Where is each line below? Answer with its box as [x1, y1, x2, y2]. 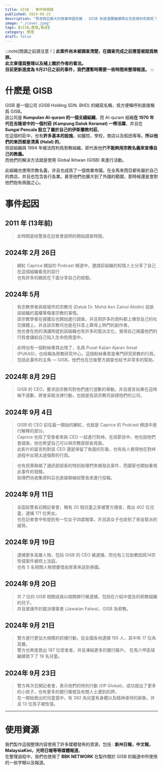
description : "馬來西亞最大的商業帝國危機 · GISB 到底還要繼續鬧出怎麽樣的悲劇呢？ [5, 16, 158, 21]
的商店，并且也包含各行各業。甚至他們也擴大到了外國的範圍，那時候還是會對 [5, 173, 158, 179]
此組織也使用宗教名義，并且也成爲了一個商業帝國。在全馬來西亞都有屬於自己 [5, 167, 158, 173]
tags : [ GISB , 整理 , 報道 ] [5, 25, 50, 30]
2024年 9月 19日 [5, 538, 55, 546]
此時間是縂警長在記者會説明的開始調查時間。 [16, 233, 107, 239]
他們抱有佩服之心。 [5, 179, 44, 185]
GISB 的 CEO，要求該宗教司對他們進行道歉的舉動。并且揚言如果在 [16, 386, 149, 392]
